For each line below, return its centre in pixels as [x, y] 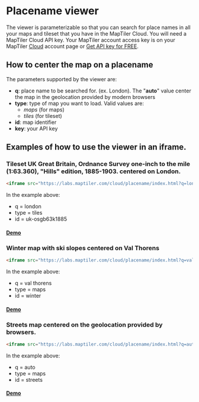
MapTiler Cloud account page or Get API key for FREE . [73, 46]
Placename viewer [52, 11]
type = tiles [28, 213]
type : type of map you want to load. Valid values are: [79, 103]
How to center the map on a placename [80, 65]
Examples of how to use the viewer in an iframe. [96, 147]
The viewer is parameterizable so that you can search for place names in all [98, 27]
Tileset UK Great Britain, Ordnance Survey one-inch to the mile [98, 164]
